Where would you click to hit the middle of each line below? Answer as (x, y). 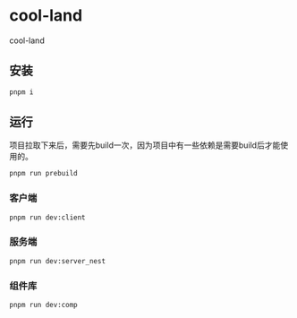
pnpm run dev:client (48, 217)
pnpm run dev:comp (43, 305)
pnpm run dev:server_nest (57, 261)
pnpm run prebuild (43, 174)
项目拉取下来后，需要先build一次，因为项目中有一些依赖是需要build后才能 (145, 145)
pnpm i (21, 92)
